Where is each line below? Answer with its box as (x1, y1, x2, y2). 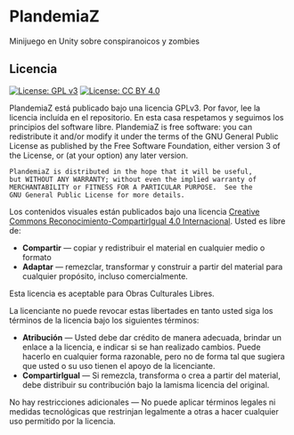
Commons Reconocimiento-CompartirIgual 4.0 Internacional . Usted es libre (9, 216, 286, 226)
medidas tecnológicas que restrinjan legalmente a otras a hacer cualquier (9, 406, 279, 416)
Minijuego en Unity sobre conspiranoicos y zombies (9, 36, 200, 46)
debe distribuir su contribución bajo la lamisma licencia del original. (21, 379, 270, 390)
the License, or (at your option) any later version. (9, 150, 189, 160)
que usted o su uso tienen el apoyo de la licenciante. (21, 360, 216, 371)
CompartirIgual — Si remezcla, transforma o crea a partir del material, (21, 370, 281, 381)
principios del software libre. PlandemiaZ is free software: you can (9, 121, 252, 132)
